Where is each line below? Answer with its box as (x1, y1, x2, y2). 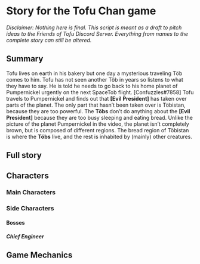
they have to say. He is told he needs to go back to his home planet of (6, 82, 178, 89)
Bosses (6, 219, 25, 226)
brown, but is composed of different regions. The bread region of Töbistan (6, 126, 189, 133)
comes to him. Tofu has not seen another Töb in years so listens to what (6, 76, 184, 83)
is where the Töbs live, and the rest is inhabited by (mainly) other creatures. (6, 133, 193, 140)
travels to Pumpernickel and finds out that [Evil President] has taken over (6, 95, 187, 102)
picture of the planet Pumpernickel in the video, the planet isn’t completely (6, 120, 189, 128)
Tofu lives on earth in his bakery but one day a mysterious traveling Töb (6, 70, 183, 77)
